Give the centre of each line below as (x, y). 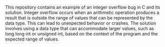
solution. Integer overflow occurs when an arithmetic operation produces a (82, 12)
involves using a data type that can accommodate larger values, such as (79, 28)
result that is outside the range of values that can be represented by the (79, 18)
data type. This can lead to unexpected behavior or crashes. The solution (81, 23)
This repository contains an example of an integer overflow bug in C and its (83, 7)
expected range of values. (32, 39)
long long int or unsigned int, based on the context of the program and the (81, 34)
